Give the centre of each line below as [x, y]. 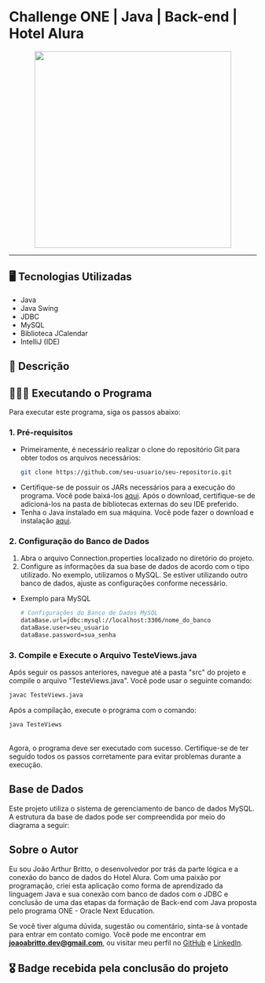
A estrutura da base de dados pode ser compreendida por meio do [117, 817]
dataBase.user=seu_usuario [64, 628]
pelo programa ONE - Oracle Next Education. [82, 911]
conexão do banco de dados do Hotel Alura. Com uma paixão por [115, 877]
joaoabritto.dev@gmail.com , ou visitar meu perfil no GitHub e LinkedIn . [126, 942]
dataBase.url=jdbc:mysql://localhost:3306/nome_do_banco [116, 621]
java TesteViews [35, 725]
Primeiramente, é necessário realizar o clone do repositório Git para [130, 449]
